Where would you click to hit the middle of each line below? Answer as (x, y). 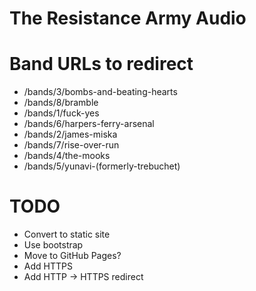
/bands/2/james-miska (70, 134)
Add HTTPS (48, 266)
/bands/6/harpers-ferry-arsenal (89, 124)
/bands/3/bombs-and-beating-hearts (100, 92)
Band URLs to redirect (101, 64)
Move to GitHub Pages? (72, 256)
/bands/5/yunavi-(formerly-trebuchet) (102, 166)
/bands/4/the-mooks (67, 156)
